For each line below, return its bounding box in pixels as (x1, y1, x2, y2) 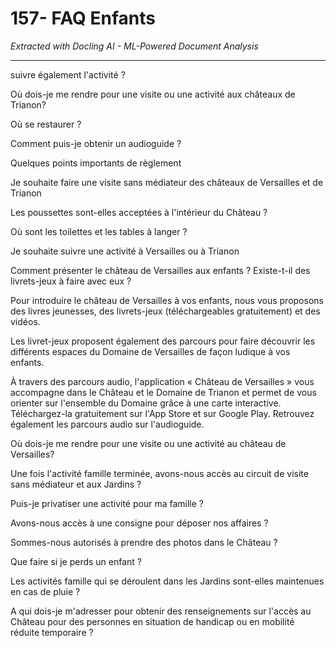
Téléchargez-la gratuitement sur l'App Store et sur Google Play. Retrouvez (10, 407, 315, 419)
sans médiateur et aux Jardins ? (10, 478, 142, 490)
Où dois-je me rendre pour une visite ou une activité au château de (10, 437, 287, 449)
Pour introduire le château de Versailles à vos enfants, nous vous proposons (10, 294, 324, 306)
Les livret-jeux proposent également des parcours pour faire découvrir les (10, 335, 316, 347)
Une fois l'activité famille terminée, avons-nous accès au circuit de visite (10, 467, 309, 479)
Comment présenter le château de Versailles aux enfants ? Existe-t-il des (10, 264, 311, 276)
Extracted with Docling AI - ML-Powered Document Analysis (10, 40, 259, 52)
